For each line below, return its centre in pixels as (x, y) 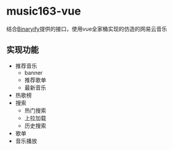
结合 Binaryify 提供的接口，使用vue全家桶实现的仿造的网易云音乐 (87, 29)
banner (33, 73)
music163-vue (44, 11)
